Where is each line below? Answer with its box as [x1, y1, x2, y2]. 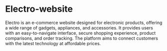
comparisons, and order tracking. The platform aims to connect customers [5, 35, 159, 41]
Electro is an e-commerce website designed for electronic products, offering [5, 20, 163, 25]
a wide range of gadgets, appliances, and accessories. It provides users [5, 25, 154, 30]
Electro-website [5, 3, 73, 15]
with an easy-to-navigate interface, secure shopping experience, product [5, 30, 156, 36]
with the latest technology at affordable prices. [5, 40, 101, 46]
